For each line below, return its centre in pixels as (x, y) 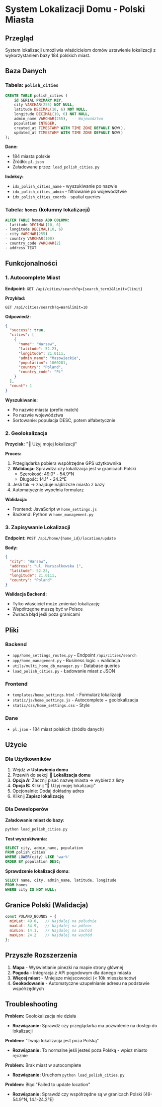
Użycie (16, 745)
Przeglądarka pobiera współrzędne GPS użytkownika (67, 463)
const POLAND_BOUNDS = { (31, 917)
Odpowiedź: (18, 316)
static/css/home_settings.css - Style (51, 705)
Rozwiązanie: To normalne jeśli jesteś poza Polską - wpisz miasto (80, 1050)
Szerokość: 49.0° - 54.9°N (47, 474)
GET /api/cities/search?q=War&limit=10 (46, 307)
